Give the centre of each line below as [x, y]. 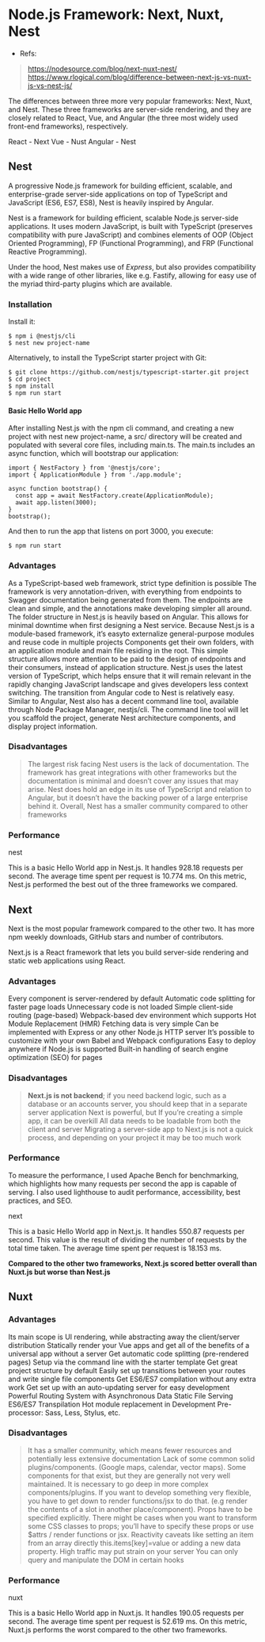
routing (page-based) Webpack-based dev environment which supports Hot [132, 1016]
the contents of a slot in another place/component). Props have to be [140, 1509]
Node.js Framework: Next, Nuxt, [116, 15]
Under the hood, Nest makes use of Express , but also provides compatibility [132, 266]
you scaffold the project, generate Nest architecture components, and [122, 718]
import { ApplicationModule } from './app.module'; [95, 475]
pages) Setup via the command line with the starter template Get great [123, 1362]
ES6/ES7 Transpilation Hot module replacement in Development [112, 1404]
